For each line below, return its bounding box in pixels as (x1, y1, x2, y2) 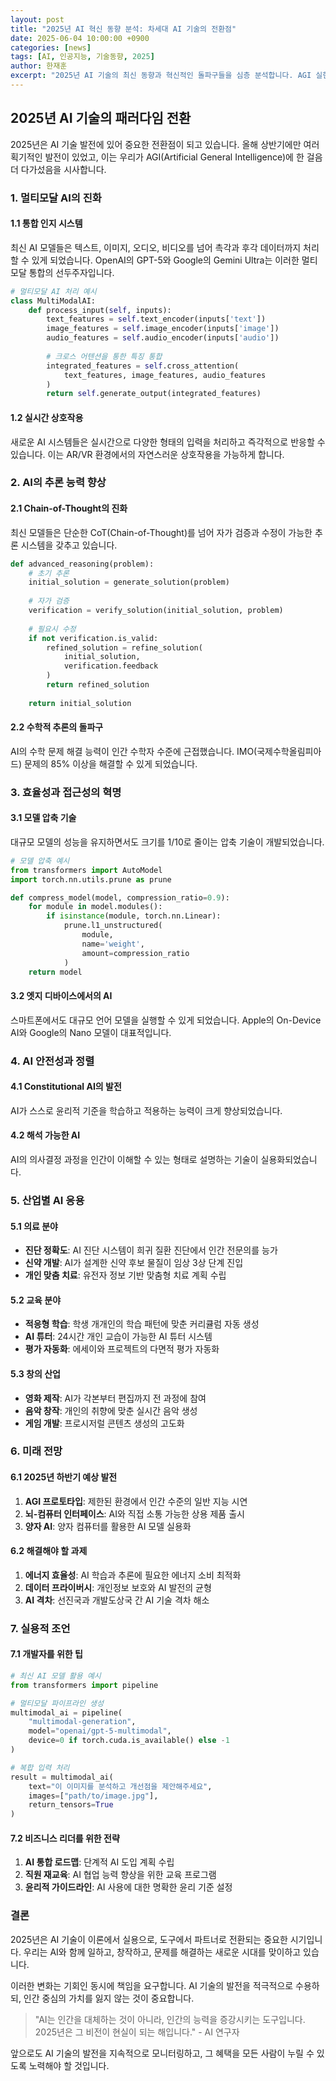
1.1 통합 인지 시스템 (10, 217, 83, 230)
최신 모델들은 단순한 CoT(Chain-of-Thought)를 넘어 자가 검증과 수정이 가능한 (10, 526, 313, 538)
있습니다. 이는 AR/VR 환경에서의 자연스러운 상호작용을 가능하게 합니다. (10, 448, 285, 460)
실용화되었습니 (260, 1154, 318, 1165)
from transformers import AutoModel (10, 865, 163, 875)
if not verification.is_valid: (28, 633, 159, 643)
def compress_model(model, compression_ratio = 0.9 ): (10, 892, 230, 903)
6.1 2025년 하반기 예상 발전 (10, 1471, 118, 1483)
